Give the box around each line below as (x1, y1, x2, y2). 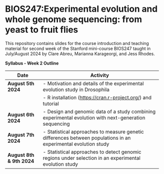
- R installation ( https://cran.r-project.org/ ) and (42, 94, 152, 101)
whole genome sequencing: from (5, 14, 143, 25)
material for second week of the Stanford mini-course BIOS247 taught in (5, 45, 151, 51)
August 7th (7, 131, 35, 138)
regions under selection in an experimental (42, 154, 141, 161)
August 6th (7, 111, 35, 118)
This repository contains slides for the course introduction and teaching (5, 40, 149, 46)
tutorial (42, 100, 60, 107)
